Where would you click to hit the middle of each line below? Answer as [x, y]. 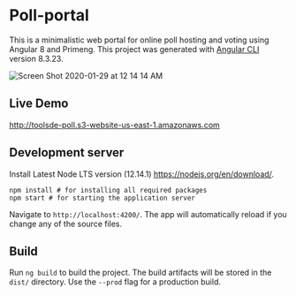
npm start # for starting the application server [102, 198]
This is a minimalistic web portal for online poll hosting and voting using [139, 40]
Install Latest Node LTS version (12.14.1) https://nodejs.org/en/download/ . [142, 174]
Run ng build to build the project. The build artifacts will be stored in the [140, 273]
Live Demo [39, 104]
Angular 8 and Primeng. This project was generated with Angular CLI [134, 49]
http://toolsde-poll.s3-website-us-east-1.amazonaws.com [115, 125]
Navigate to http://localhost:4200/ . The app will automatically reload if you [148, 214]
